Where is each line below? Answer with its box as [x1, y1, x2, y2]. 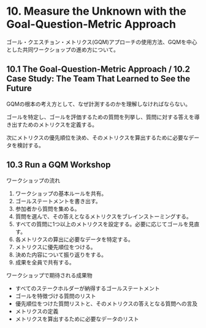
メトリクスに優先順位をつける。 [15, 243, 96, 250]
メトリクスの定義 [15, 307, 59, 315]
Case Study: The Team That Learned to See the [6, 73, 191, 84]
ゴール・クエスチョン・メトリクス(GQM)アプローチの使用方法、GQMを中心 [6, 38, 197, 45]
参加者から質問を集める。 [15, 205, 80, 212]
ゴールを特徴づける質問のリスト [15, 292, 96, 299]
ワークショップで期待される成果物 [6, 271, 93, 279]
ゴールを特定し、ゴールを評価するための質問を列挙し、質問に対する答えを [6, 113, 194, 121]
